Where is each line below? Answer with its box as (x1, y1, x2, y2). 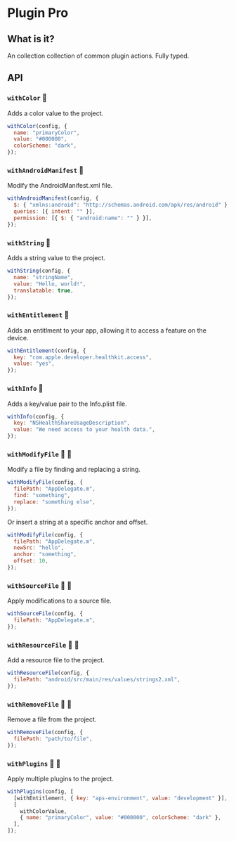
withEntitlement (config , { (7, 347, 86, 354)
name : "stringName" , (13, 274, 74, 281)
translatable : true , (13, 287, 74, 294)
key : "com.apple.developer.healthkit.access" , (13, 354, 152, 361)
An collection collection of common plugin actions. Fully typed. (7, 51, 190, 60)
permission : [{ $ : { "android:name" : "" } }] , (13, 214, 152, 222)
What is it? (7, 33, 55, 45)
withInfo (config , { (7, 413, 65, 420)
